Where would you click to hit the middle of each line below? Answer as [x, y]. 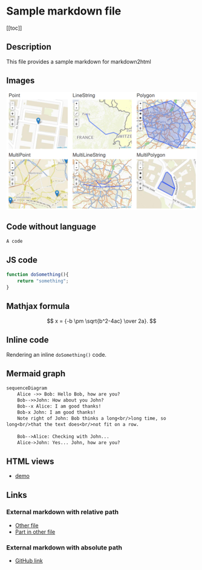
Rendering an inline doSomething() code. [57, 354]
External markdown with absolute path [64, 548]
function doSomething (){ [37, 275]
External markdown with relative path [63, 512]
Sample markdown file [64, 11]
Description [29, 47]
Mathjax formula [38, 306]
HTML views [30, 461]
